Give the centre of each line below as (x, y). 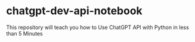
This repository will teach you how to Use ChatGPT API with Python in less (97, 27)
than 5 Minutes (24, 33)
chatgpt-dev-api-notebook (75, 11)
